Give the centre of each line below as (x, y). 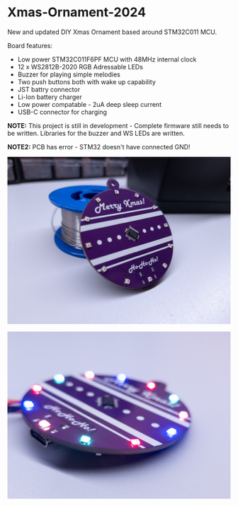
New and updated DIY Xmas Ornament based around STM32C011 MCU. (112, 32)
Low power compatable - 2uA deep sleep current (89, 104)
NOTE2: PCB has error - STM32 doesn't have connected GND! (99, 146)
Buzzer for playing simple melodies (69, 74)
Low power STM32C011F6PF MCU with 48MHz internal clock (107, 59)
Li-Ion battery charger (50, 97)
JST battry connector (49, 89)
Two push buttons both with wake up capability (86, 81)
